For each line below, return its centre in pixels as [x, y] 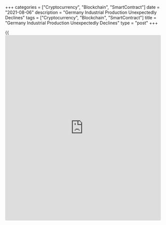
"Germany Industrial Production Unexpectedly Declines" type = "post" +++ [82, 23]
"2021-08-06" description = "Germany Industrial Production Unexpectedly [81, 12]
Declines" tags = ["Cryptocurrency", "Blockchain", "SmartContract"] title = [81, 18]
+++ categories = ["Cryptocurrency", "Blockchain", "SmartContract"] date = [83, 7]
